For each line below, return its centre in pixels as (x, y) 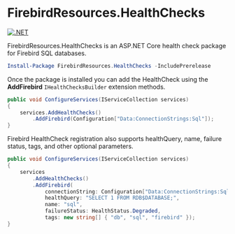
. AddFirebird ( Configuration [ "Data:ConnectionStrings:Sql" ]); (123, 119)
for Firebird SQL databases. (47, 53)
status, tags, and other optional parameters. (71, 146)
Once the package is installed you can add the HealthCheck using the (108, 79)
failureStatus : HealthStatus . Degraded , (102, 211)
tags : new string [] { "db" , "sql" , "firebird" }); (120, 218)
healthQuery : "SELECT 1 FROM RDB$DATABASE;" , (112, 198)
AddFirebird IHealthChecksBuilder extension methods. (86, 87)
